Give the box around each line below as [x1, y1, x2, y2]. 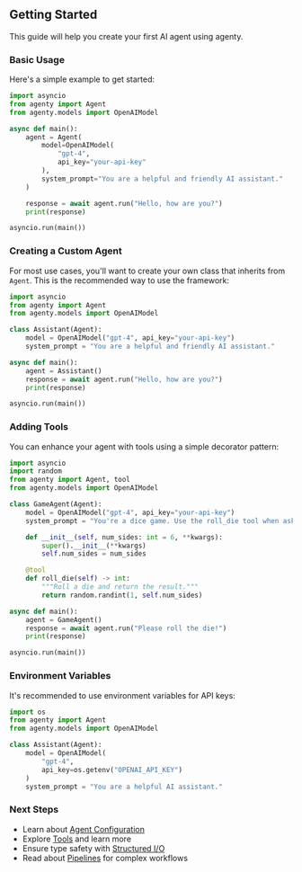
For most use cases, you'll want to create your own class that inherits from [9, 265, 286, 276]
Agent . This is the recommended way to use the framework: [9, 274, 229, 286]
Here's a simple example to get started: [9, 74, 155, 85]
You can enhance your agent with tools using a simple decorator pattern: [9, 440, 280, 452]
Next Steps [9, 804, 59, 816]
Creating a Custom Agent [9, 245, 123, 257]
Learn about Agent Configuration [22, 823, 146, 834]
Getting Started [9, 7, 98, 22]
